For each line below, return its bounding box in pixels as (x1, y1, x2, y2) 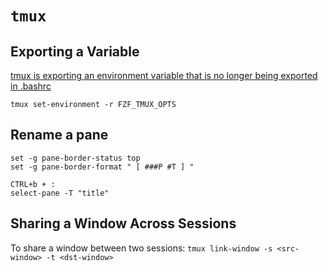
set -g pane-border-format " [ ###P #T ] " (10, 162, 195, 172)
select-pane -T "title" (10, 188, 110, 198)
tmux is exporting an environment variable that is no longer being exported (10, 70, 318, 81)
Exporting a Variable (10, 43, 140, 60)
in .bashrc (10, 80, 52, 92)
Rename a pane (10, 127, 109, 144)
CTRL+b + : (10, 179, 56, 189)
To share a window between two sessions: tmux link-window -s (10, 242, 273, 254)
